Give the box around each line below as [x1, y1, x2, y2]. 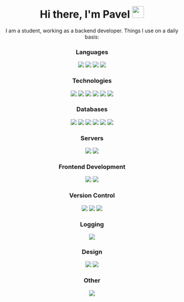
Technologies [72, 77, 112, 85]
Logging [80, 220, 104, 228]
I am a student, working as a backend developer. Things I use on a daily [5, 27, 179, 34]
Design [81, 247, 103, 256]
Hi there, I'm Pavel [39, 8, 130, 21]
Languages [75, 47, 109, 56]
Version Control [69, 191, 115, 199]
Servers [80, 134, 104, 142]
